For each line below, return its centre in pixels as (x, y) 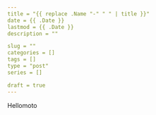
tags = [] (22, 60)
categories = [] (31, 53)
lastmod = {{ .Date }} (41, 27)
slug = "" (22, 47)
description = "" (33, 34)
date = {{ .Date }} (36, 20)
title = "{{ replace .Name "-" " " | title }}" (79, 14)
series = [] (25, 72)
